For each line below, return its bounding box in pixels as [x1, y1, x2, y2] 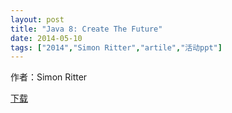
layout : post [10, 14, 65, 25]
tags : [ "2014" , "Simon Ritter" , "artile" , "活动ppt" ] [10, 42, 223, 53]
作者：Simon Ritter [10, 71, 88, 83]
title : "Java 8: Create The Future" [10, 24, 163, 34]
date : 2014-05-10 [10, 33, 83, 43]
